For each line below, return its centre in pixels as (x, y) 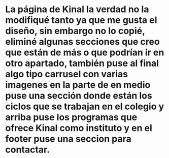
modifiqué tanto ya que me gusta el (81, 20)
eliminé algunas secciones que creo (82, 42)
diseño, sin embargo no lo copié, (75, 31)
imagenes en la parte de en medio (78, 85)
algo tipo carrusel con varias (67, 74)
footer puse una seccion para (68, 139)
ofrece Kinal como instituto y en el (79, 128)
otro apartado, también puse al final (82, 63)
